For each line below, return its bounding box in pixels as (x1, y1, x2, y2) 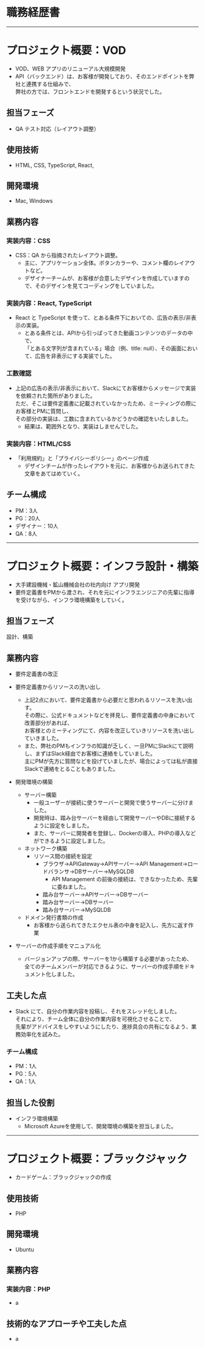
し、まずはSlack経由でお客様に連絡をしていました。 (24, 750, 156, 757)
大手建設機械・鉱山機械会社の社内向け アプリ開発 (15, 580, 140, 588)
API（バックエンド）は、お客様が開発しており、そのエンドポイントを (15, 72, 189, 80)
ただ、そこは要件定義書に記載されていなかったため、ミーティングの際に (15, 400, 197, 407)
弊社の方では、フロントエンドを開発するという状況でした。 (15, 88, 165, 95)
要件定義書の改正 (15, 670, 59, 678)
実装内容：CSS (6, 237, 51, 245)
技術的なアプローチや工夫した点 (6, 1318, 127, 1329)
